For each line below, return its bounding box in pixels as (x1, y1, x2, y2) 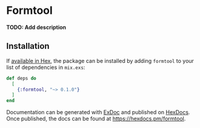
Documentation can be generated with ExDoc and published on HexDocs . (6, 109, 190, 116)
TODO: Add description (6, 24, 67, 31)
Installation (6, 41, 50, 51)
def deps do (6, 75, 36, 82)
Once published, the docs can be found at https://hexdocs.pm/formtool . (6, 115, 186, 123)
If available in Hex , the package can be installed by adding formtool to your (6, 57, 194, 64)
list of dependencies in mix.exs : (6, 63, 85, 71)
